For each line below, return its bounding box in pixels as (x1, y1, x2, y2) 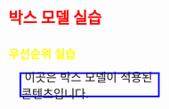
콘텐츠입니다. (20, 86, 90, 102)
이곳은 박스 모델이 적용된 (24, 70, 153, 85)
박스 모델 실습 (8, 8, 102, 28)
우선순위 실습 (8, 46, 76, 61)
